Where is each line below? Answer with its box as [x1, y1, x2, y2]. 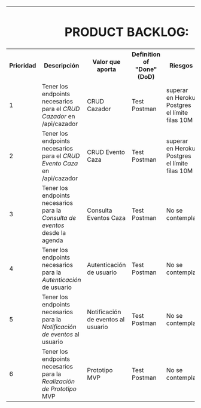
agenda [41, 236, 63, 244]
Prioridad [9, 62, 36, 70]
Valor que [92, 58, 121, 66]
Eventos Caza [86, 214, 126, 222]
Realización [41, 378, 75, 386]
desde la [41, 229, 66, 237]
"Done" [135, 65, 157, 73]
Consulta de [41, 214, 77, 222]
